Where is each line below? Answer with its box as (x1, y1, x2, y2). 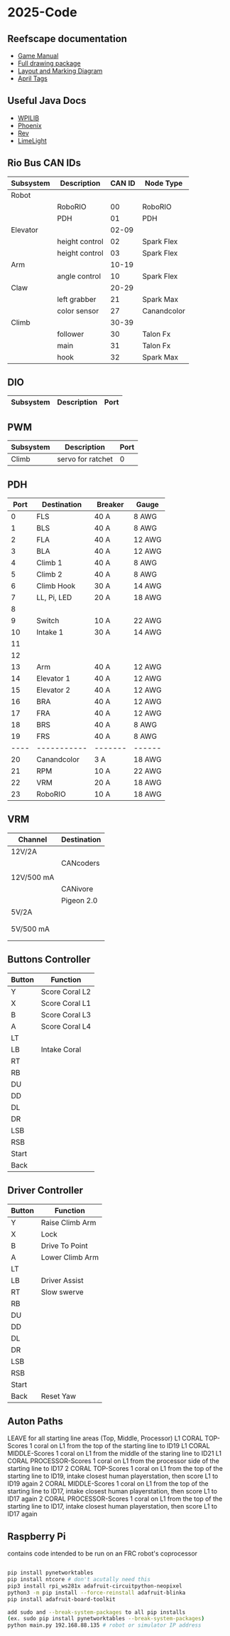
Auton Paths (7, 1415, 64, 1427)
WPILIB (17, 113, 40, 122)
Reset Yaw (40, 1391, 77, 1401)
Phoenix (17, 121, 42, 130)
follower (56, 329, 84, 339)
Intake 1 (36, 627, 64, 637)
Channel (18, 834, 48, 844)
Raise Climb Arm (40, 1217, 97, 1227)
